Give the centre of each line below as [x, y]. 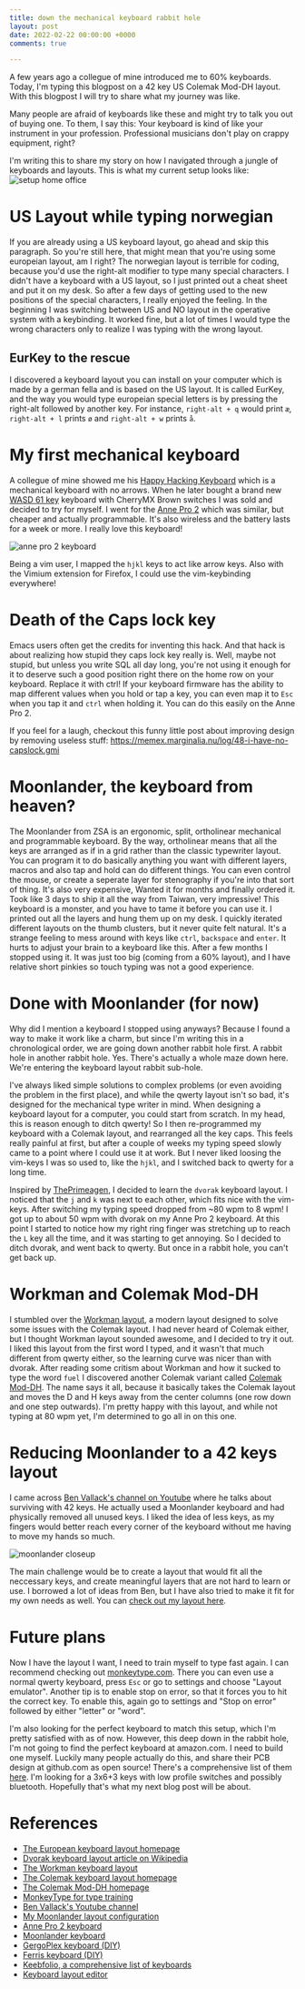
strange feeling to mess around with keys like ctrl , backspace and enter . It [148, 938]
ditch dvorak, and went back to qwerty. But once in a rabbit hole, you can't [149, 1247]
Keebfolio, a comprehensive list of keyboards [107, 1964]
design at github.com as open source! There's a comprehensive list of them [151, 1767]
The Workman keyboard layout [80, 1868]
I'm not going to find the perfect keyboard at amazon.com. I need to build [146, 1748]
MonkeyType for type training [78, 1897]
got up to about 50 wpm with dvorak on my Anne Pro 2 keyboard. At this [144, 1218]
